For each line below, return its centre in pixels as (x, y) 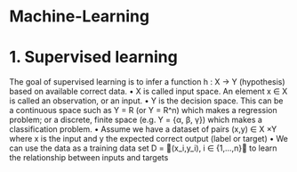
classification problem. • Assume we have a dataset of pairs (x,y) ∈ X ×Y (143, 129)
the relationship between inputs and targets (89, 158)
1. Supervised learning (93, 57)
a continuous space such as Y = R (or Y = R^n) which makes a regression (143, 111)
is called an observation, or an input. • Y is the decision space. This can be (146, 101)
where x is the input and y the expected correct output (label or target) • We (149, 139)
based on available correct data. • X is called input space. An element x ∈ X (148, 92)
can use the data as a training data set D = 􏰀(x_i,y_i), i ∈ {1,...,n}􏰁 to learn (143, 148)
